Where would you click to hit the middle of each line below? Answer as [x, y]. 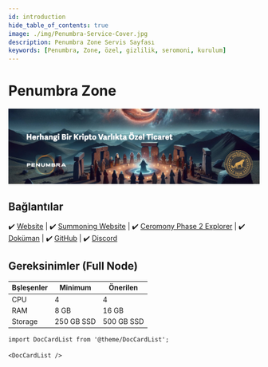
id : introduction [37, 17]
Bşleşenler [30, 288]
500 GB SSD [123, 322]
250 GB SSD [75, 322]
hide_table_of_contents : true [59, 25]
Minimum [75, 288]
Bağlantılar [36, 206]
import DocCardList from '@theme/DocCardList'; [89, 339]
